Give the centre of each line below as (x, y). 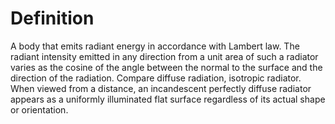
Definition (52, 18)
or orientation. (39, 109)
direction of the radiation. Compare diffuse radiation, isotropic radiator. (156, 78)
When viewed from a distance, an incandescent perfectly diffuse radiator (161, 88)
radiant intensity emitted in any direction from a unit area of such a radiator (164, 56)
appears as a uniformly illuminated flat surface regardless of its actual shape (168, 99)
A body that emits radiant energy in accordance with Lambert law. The (155, 46)
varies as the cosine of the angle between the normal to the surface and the (166, 67)
